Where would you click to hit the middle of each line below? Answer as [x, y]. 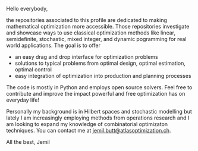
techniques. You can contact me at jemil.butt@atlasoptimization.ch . [89, 130]
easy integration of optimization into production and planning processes [103, 76]
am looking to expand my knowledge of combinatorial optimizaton [87, 124]
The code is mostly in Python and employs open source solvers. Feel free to [99, 87]
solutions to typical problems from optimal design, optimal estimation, [100, 63]
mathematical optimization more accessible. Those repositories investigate [98, 26]
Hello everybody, [27, 9]
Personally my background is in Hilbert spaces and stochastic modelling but [99, 111]
